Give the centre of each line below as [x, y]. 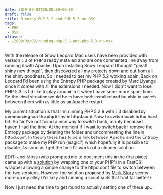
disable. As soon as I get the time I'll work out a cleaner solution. [70, 147]
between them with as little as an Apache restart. [54, 102]
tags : [11, 23]
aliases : [14, 37]
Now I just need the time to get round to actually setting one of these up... [79, 187]
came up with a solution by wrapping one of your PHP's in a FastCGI [74, 162]
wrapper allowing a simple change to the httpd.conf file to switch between [80, 167]
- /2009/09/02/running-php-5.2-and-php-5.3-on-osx [60, 41]
